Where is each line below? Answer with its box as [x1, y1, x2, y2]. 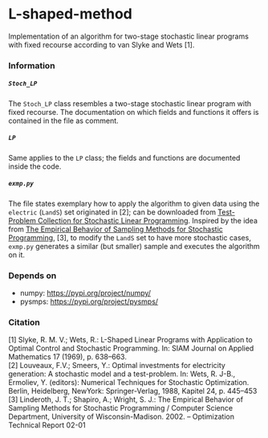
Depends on [8, 270, 57, 281]
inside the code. [8, 162, 62, 171]
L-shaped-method [8, 5, 132, 23]
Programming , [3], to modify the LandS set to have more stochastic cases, [8, 232, 251, 242]
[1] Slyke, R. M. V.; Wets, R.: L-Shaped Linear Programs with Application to [8, 335, 253, 345]
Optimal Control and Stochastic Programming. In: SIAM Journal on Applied [8, 343, 254, 354]
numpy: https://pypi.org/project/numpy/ [19, 289, 151, 298]
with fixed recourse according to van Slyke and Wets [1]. [8, 39, 195, 49]
